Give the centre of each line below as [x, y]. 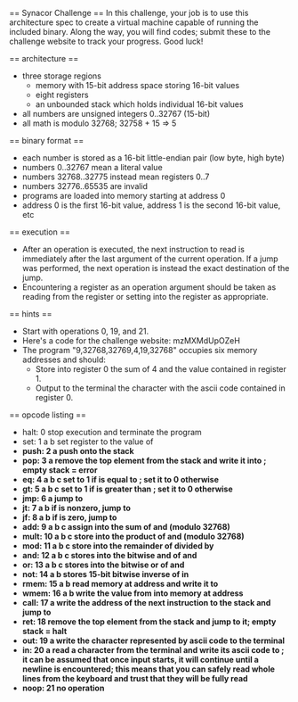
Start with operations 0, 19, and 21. [85, 331]
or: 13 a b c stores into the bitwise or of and [103, 565]
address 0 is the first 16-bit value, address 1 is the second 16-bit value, [151, 205]
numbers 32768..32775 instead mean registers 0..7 [116, 177]
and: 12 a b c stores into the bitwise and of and [109, 555]
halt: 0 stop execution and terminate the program [112, 432]
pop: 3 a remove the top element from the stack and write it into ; [144, 460]
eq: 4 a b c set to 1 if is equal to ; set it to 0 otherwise [121, 479]
